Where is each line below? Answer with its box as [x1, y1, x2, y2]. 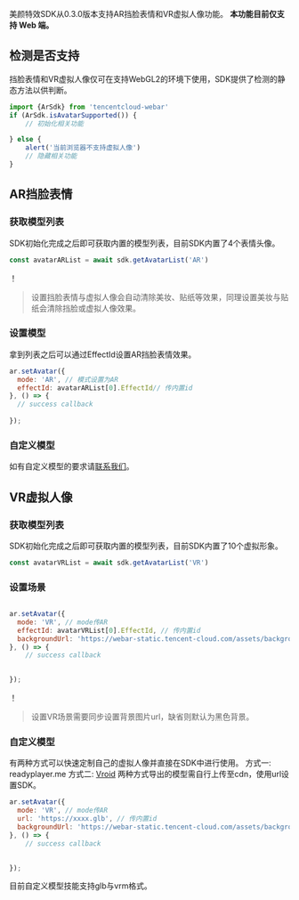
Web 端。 [19, 20, 54, 30]
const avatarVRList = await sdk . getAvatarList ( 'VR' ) [9, 558, 209, 567]
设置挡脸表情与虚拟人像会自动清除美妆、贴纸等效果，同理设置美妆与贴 [30, 291, 289, 302]
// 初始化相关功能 [25, 119, 85, 128]
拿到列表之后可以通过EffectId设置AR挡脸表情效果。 [9, 349, 197, 360]
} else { [9, 135, 42, 144]
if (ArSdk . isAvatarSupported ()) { [9, 110, 138, 119]
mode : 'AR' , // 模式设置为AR [17, 375, 118, 384]
